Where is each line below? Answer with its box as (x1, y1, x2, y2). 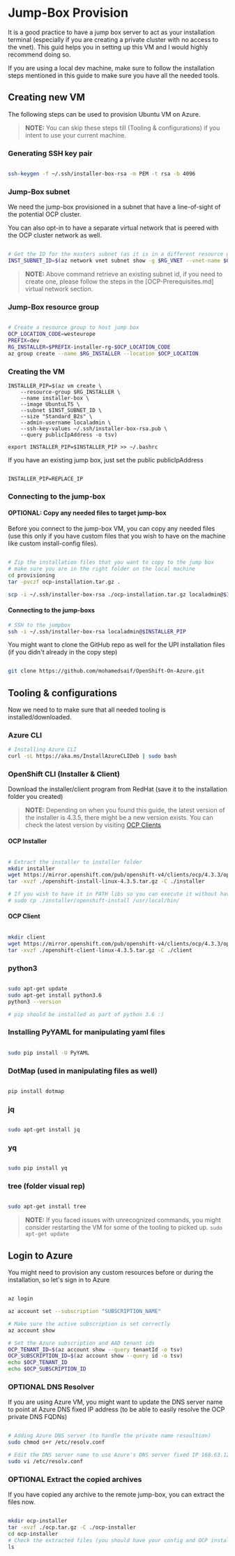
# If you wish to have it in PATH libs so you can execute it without (8, 890, 218, 898)
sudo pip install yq (8, 1165, 68, 1172)
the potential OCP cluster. (8, 210, 82, 219)
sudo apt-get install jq (8, 1126, 80, 1133)
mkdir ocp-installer (8, 1518, 68, 1525)
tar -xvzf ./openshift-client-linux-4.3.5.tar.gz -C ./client (8, 946, 192, 954)
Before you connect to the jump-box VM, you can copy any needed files (8, 524, 215, 533)
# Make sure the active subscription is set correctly (8, 1320, 171, 1328)
